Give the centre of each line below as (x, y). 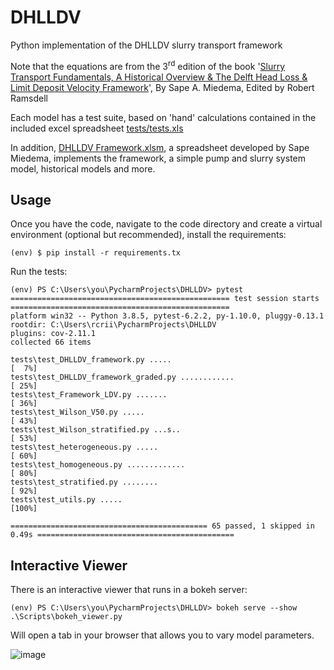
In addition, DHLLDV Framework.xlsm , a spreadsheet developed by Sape (160, 147)
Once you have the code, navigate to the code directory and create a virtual (166, 224)
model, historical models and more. (83, 168)
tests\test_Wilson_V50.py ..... (77, 412)
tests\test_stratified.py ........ (84, 482)
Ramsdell (29, 98)
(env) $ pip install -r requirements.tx (96, 253)
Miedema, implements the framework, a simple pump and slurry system (158, 158)
